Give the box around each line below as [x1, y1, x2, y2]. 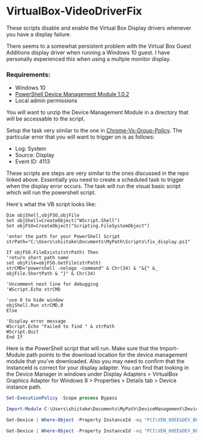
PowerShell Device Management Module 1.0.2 [14, 91, 130, 98]
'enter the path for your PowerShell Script [6, 234, 120, 240]
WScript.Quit [6, 329, 39, 335]
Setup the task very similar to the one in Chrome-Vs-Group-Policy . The [6, 127, 182, 134]
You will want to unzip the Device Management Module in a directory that [6, 109, 188, 116]
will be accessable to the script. [6, 115, 86, 122]
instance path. [6, 383, 42, 391]
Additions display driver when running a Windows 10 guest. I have [6, 48, 170, 56]
